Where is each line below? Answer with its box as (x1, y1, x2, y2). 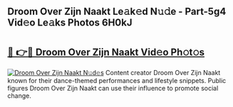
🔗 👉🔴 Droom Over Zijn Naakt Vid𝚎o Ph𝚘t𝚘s (7, 46, 205, 58)
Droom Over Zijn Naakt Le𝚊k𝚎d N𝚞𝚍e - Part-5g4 (7, 6, 227, 18)
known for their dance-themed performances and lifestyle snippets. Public (7, 77, 227, 84)
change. (7, 91, 32, 100)
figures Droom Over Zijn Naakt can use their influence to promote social (7, 84, 219, 92)
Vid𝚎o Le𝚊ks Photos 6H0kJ (7, 17, 133, 29)
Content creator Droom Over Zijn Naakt (105, 69, 221, 77)
